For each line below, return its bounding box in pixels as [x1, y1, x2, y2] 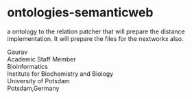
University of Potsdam [7, 76, 70, 85]
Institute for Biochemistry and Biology [7, 70, 114, 78]
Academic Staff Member [7, 55, 77, 63]
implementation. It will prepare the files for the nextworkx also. [7, 34, 184, 42]
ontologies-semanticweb [7, 5, 154, 20]
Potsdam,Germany [7, 84, 60, 92]
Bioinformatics [7, 62, 48, 70]
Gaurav [7, 48, 28, 56]
